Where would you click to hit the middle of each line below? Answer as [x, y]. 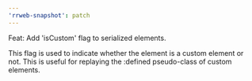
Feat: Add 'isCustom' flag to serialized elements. [87, 38]
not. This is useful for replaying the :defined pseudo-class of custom [120, 61]
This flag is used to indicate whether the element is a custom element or [126, 53]
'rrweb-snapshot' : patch [49, 15]
